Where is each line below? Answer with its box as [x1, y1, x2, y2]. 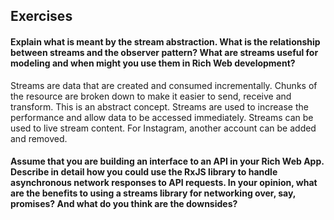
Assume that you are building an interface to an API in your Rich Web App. [10, 155, 325, 168]
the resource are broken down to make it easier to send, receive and [10, 90, 292, 102]
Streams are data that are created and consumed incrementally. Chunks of [10, 79, 318, 91]
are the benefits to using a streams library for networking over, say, [10, 187, 297, 199]
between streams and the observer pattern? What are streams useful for [10, 46, 319, 58]
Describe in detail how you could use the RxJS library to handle [10, 166, 278, 178]
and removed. [10, 132, 68, 144]
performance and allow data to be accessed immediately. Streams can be [10, 111, 314, 123]
